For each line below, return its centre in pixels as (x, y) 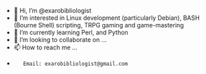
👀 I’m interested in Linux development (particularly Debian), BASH (107, 18)
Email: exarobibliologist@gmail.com (76, 64)
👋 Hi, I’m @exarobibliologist (52, 11)
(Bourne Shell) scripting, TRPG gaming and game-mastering (99, 25)
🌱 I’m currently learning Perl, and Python (71, 32)
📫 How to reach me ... (45, 47)
